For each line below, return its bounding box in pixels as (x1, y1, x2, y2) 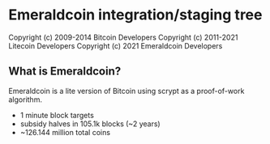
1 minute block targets (19, 110, 95, 120)
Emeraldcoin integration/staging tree (8, 6, 263, 24)
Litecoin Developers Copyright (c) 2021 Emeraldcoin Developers (8, 40, 223, 50)
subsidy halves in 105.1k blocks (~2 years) (19, 119, 161, 129)
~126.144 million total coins (19, 127, 111, 137)
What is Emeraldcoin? (8, 65, 122, 78)
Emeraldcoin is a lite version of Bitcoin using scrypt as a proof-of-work (8, 86, 245, 95)
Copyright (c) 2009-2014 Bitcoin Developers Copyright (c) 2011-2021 (8, 32, 238, 42)
